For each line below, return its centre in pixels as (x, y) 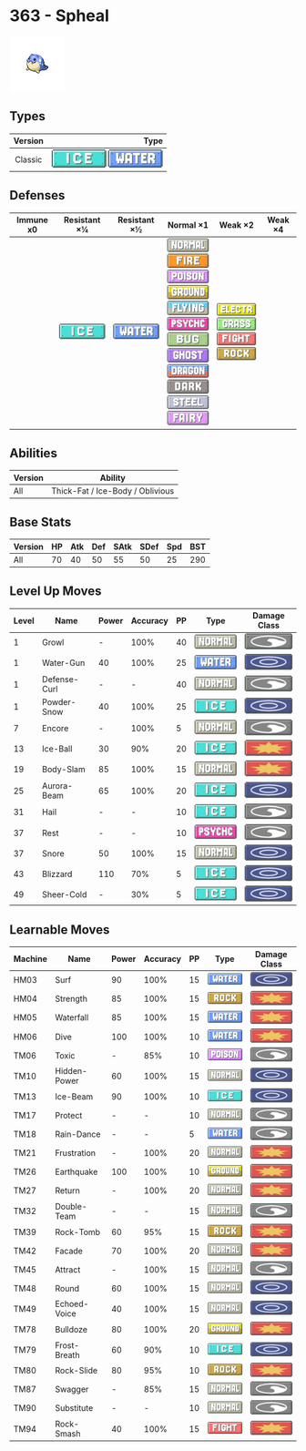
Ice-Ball (57, 749)
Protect (68, 1115)
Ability (112, 477)
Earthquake (76, 1172)
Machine (30, 959)
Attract (67, 1269)
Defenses (37, 195)
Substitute (74, 1408)
